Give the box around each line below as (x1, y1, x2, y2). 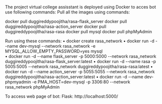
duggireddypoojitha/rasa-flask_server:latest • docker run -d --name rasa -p (5, 59, 156, 64)
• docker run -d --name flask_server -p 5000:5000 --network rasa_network (5, 53, 157, 59)
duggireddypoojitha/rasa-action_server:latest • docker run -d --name (5, 74, 144, 79)
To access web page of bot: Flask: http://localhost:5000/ (5, 93, 118, 99)
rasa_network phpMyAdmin (5, 84, 60, 90)
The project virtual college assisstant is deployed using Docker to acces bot (5, 4, 156, 10)
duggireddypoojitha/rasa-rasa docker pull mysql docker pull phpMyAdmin (5, 29, 152, 34)
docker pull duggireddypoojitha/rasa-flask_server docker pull (5, 19, 127, 24)
